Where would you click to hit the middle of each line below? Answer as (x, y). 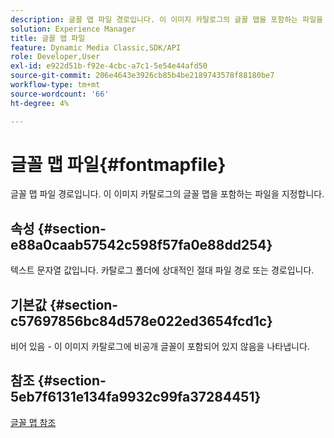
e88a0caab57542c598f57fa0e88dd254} (141, 244)
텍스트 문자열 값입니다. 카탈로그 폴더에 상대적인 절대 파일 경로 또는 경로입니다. (162, 270)
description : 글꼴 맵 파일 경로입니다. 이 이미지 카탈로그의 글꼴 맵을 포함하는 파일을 (167, 19)
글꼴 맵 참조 (33, 422)
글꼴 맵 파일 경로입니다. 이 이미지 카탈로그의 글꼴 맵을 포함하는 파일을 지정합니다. (167, 194)
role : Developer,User (55, 57)
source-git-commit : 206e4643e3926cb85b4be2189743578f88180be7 (142, 76)
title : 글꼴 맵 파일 (48, 38)
